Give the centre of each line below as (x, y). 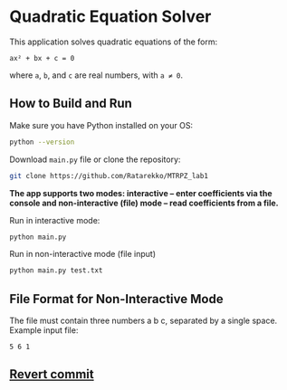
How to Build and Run (71, 104)
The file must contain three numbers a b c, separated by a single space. (143, 321)
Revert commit (52, 374)
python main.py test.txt (56, 271)
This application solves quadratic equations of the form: (114, 42)
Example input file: (44, 330)
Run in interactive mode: (55, 220)
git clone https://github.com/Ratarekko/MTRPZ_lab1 (109, 176)
